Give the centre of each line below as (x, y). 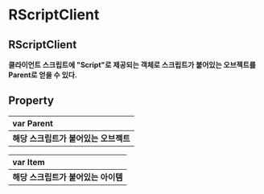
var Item (29, 162)
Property (31, 101)
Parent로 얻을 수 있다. (43, 75)
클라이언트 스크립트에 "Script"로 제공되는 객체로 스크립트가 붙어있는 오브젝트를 (132, 65)
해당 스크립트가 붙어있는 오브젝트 (71, 138)
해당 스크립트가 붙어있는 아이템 (68, 177)
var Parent (33, 123)
